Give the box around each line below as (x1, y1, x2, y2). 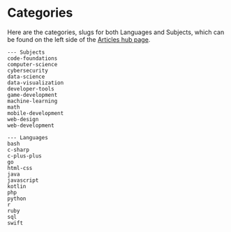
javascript (7, 176, 39, 184)
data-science (7, 73, 45, 80)
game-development (7, 91, 58, 98)
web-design (7, 116, 39, 123)
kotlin (7, 183, 27, 190)
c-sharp (7, 146, 30, 153)
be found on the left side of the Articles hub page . (7, 35, 151, 43)
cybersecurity (7, 67, 49, 74)
